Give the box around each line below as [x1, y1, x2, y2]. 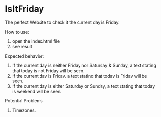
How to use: [5, 29, 29, 35]
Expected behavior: [5, 53, 44, 59]
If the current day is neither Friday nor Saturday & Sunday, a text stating [12, 62, 156, 68]
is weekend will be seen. [12, 88, 62, 94]
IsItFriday [5, 3, 44, 15]
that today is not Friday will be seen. [12, 67, 85, 74]
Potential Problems [5, 97, 43, 103]
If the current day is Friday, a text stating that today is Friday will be [12, 73, 147, 78]
